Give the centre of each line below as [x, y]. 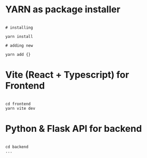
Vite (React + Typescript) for [67, 75]
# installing [19, 27]
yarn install [19, 36]
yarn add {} [18, 54]
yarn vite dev [20, 108]
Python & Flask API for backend [74, 129]
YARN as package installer [63, 9]
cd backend [17, 147]
